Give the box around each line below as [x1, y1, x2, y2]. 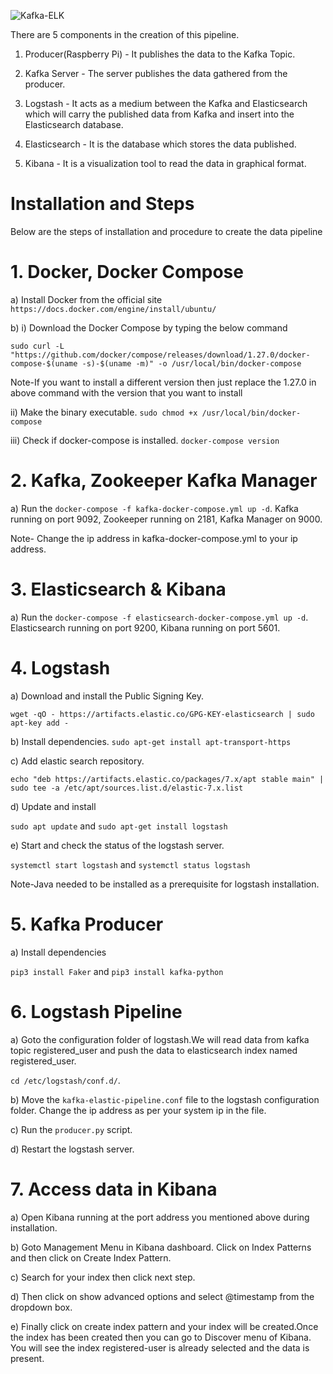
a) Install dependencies [10, 946, 107, 958]
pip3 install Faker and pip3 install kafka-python [10, 965, 224, 977]
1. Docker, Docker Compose [10, 261, 244, 284]
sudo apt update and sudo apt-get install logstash [10, 820, 228, 832]
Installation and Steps [10, 193, 195, 215]
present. [10, 1352, 45, 1364]
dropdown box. [10, 1301, 73, 1313]
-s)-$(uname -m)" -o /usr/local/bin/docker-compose [81, 358, 302, 369]
